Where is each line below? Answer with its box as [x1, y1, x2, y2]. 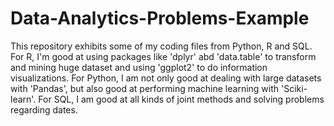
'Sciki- [280, 82, 308, 94]
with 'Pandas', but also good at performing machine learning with [10, 82, 280, 94]
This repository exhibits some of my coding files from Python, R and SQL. [10, 40, 313, 52]
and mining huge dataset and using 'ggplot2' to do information [10, 61, 268, 73]
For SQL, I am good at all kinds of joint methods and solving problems [38, 93, 325, 105]
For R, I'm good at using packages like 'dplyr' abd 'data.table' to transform [10, 50, 317, 62]
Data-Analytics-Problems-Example [10, 7, 310, 30]
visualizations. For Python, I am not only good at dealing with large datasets [10, 72, 322, 84]
